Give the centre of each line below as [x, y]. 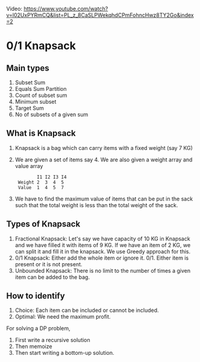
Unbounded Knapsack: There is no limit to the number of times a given [103, 270]
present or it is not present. [48, 264]
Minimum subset [36, 101]
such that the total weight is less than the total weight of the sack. [96, 205]
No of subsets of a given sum [52, 114]
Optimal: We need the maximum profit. [63, 317]
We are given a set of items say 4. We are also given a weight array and [104, 160]
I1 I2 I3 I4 [52, 177]
